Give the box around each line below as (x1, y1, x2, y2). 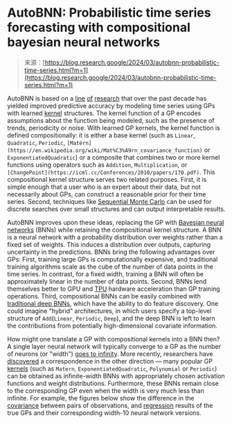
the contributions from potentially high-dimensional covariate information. (7, 321, 218, 330)
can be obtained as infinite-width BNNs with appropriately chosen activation (7, 371, 225, 380)
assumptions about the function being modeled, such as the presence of (7, 116, 215, 124)
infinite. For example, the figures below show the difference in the (7, 393, 195, 402)
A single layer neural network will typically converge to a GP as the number (7, 342, 222, 350)
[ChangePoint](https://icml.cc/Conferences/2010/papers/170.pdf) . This (7, 168, 215, 176)
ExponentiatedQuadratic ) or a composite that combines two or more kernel (7, 153, 220, 161)
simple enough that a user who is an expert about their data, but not (7, 183, 201, 191)
